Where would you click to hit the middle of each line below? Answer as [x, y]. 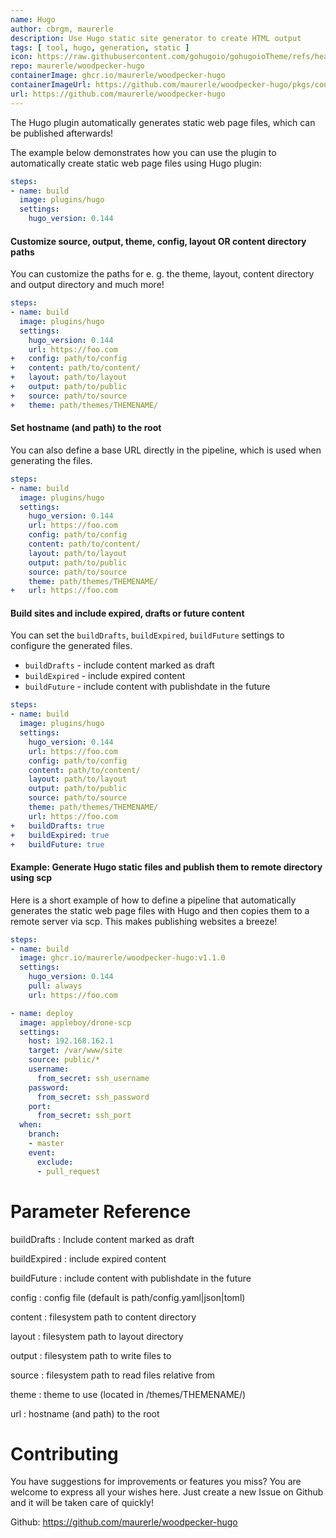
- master [46, 1144]
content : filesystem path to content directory [103, 1317]
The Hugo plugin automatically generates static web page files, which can [163, 122]
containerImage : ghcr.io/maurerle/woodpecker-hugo [118, 76]
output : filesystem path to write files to [91, 1355]
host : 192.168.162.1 [71, 1041]
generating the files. [51, 460]
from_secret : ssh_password [93, 1097]
